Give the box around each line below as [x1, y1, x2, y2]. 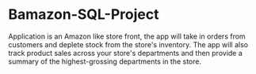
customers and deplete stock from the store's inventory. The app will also [8, 39, 248, 49]
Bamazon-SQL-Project [8, 6, 159, 24]
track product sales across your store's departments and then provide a [8, 48, 243, 57]
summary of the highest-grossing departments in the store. [8, 57, 202, 66]
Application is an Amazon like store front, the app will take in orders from [8, 31, 246, 41]
